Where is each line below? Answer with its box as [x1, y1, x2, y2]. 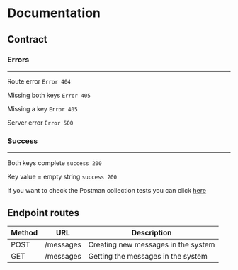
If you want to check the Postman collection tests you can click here [7, 186, 207, 195]
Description [131, 227, 172, 237]
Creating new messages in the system [88, 240, 215, 249]
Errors [7, 55, 30, 64]
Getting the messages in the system [88, 251, 208, 261]
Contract [7, 33, 47, 45]
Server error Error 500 [7, 118, 74, 127]
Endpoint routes [7, 207, 80, 219]
